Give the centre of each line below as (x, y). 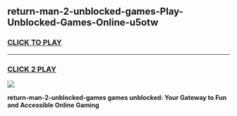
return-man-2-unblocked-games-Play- (95, 12)
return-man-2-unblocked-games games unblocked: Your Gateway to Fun (117, 97)
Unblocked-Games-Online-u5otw (83, 23)
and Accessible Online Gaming (53, 105)
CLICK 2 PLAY (32, 69)
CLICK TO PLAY (35, 43)
